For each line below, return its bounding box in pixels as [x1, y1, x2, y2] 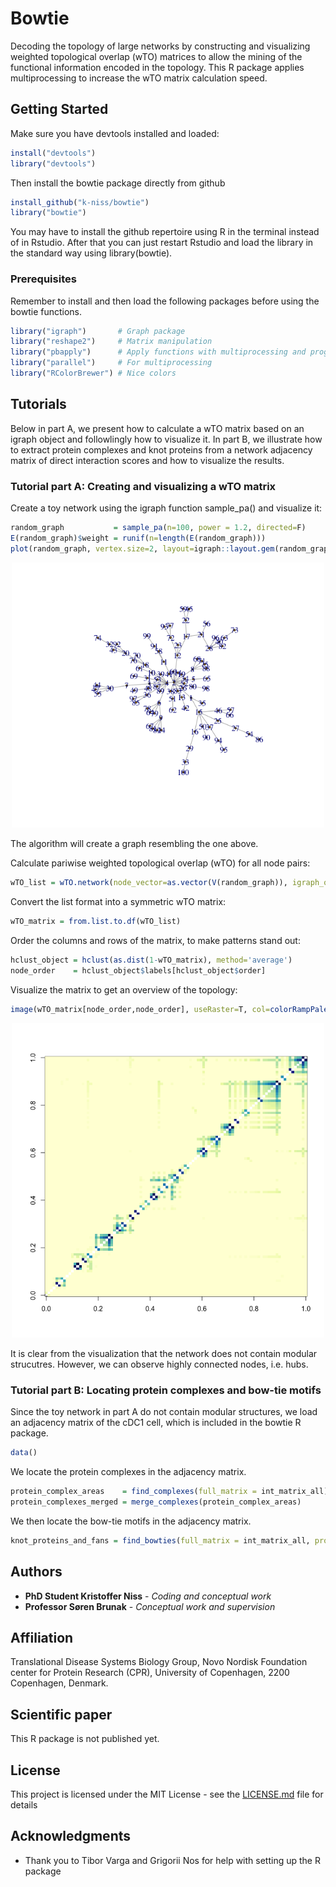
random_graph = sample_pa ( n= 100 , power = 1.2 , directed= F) [10, 523, 307, 533]
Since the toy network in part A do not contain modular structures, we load [10, 1406, 318, 1418]
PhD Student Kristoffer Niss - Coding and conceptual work [24, 1590, 272, 1602]
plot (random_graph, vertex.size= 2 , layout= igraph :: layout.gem [10, 543, 275, 554]
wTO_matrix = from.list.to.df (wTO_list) [10, 917, 182, 927]
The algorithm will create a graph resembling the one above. [10, 838, 259, 850]
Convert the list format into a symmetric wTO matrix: [10, 896, 227, 908]
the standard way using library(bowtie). [10, 247, 173, 259]
